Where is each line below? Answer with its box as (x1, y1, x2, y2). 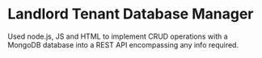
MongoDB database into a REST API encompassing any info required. (7, 39, 239, 49)
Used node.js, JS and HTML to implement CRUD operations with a (7, 31, 228, 41)
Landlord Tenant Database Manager (7, 5, 254, 23)
